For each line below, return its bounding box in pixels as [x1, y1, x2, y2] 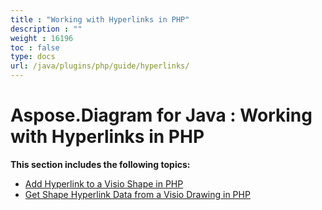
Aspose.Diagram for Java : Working [10, 104, 313, 127]
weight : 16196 [10, 33, 74, 43]
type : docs [10, 52, 56, 62]
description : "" [10, 24, 83, 34]
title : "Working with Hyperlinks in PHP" [10, 14, 190, 25]
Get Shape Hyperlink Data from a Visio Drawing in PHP [24, 188, 251, 200]
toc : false [10, 42, 60, 53]
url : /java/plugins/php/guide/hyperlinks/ [10, 61, 190, 71]
